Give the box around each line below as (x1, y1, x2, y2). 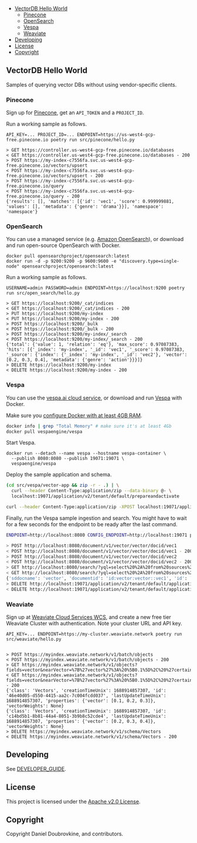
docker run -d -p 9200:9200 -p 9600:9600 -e (6, 258, 117, 265)
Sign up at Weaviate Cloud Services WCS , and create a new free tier (6, 614, 171, 621)
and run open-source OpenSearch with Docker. (6, 242, 121, 249)
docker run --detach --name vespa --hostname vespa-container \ (6, 451, 167, 456)
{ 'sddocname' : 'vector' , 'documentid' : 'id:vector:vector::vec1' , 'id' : (6, 575, 188, 581)
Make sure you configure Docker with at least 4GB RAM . (6, 412, 142, 419)
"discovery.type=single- (118, 258, 180, 265)
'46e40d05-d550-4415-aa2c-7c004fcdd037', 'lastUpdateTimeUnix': (6, 693, 167, 699)
